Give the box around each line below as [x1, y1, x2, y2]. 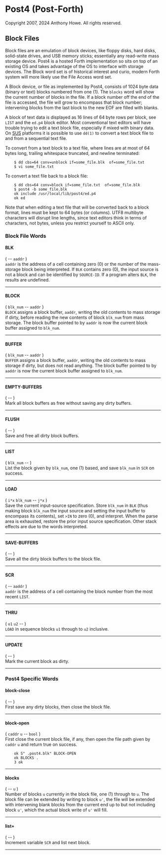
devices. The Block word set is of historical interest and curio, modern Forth [5, 69, 160, 74]
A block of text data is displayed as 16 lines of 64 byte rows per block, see [5, 114, 157, 120]
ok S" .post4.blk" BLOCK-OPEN [14, 751, 77, 756]
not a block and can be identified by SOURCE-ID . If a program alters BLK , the [5, 272, 157, 278]
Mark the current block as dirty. [5, 658, 70, 664]
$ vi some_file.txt [14, 164, 54, 169]
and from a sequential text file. [5, 135, 68, 141]
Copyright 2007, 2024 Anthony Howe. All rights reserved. [5, 20, 122, 26]
